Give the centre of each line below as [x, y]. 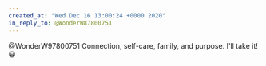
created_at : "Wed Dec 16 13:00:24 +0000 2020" [87, 16]
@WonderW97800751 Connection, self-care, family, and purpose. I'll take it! [133, 45]
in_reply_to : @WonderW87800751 [60, 23]
